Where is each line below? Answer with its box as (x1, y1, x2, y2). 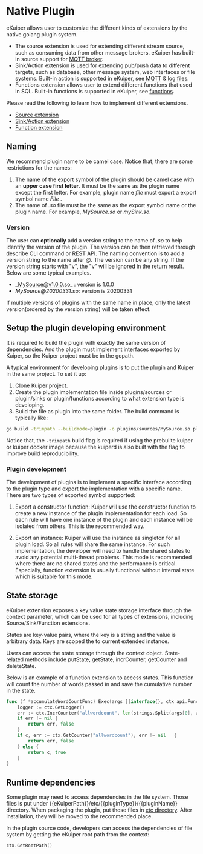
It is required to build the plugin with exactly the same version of (6, 339, 166, 346)
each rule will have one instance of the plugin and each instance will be (14, 516, 193, 524)
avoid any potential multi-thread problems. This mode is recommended (14, 553, 192, 561)
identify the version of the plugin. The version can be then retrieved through (6, 244, 195, 251)
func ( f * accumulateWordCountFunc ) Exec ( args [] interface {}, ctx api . (6, 698, 188, 704)
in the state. (6, 687, 36, 694)
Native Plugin (6, 4, 75, 18)
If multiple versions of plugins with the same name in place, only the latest (6, 299, 191, 307)
